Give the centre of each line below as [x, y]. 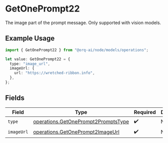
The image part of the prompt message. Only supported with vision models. [83, 23]
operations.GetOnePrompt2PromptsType [81, 122]
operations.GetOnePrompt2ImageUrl [76, 132]
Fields [15, 98]
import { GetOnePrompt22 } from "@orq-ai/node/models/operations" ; [77, 50]
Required [145, 112]
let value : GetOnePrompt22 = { [38, 59]
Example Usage [30, 38]
